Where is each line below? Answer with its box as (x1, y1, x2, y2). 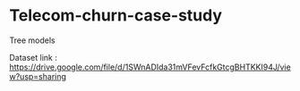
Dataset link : (9, 52, 58, 62)
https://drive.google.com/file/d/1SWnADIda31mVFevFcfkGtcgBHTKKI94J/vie (9, 62, 291, 72)
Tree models (9, 35, 56, 45)
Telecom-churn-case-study (9, 5, 222, 26)
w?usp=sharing (9, 70, 67, 81)
